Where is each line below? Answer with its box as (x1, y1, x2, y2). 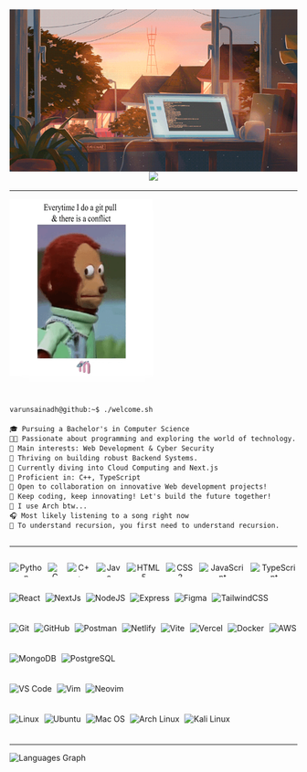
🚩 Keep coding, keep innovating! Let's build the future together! (9, 492, 272, 502)
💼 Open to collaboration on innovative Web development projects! (9, 482, 268, 492)
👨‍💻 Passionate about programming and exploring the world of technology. (9, 434, 297, 444)
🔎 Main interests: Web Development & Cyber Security (9, 443, 215, 453)
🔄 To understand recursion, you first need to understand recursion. (9, 521, 281, 530)
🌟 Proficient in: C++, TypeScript (9, 472, 142, 482)
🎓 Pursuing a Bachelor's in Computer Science (9, 425, 190, 434)
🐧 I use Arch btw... (9, 502, 89, 511)
